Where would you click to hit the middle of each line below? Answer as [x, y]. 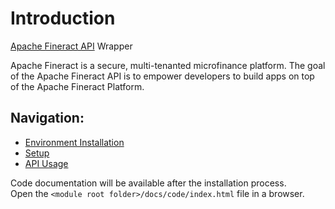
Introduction [63, 18]
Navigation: [47, 118]
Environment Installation [74, 142]
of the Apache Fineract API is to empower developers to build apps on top [162, 76]
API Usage [46, 163]
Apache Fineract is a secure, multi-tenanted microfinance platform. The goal [168, 65]
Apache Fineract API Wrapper [71, 46]
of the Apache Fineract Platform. [77, 86]
